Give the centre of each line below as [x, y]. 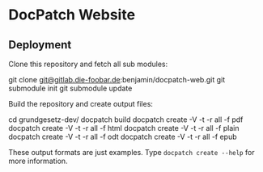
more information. [38, 161]
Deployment [40, 45]
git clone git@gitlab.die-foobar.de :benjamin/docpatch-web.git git [117, 80]
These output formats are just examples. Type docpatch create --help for [131, 152]
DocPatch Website [72, 15]
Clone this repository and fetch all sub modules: [88, 64]
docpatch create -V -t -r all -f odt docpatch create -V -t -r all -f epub [123, 136]
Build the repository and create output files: [81, 104]
